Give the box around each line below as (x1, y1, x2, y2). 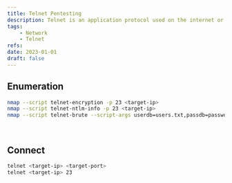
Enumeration (7, 81, 64, 93)
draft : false (7, 55, 45, 62)
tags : (7, 23, 23, 30)
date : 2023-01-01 (7, 49, 57, 56)
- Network (19, 29, 48, 37)
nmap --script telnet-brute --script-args (7, 112, 131, 119)
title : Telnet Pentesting (7, 10, 81, 17)
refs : (7, 42, 23, 49)
